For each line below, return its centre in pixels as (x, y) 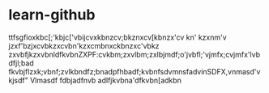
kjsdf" (18, 80)
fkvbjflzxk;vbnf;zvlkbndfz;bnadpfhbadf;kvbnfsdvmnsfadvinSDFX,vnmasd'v (134, 71)
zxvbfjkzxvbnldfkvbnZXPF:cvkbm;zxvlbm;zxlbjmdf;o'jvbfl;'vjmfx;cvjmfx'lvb (134, 54)
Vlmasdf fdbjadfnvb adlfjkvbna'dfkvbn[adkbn (106, 80)
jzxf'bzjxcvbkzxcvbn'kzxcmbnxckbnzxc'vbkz (84, 45)
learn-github (52, 15)
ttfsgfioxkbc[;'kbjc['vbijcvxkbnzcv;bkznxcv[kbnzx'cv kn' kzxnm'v (117, 37)
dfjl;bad (21, 63)
